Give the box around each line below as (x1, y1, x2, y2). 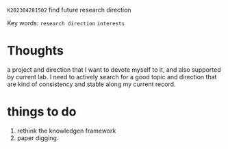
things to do (7, 104, 77, 120)
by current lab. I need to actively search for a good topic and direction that (7, 72, 217, 81)
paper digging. (16, 133, 59, 142)
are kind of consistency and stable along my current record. (7, 80, 176, 88)
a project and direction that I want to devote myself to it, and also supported (7, 65, 221, 74)
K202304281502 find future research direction (7, 6, 131, 14)
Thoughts (7, 43, 64, 59)
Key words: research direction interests (7, 19, 125, 27)
